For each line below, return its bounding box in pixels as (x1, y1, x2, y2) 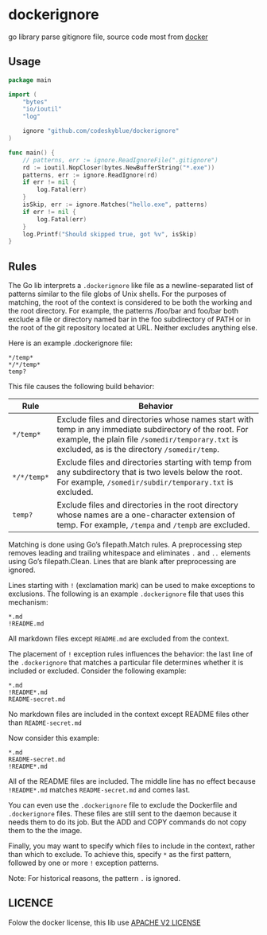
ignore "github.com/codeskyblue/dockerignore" (22, 127, 180, 135)
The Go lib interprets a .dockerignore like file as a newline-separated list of (8, 281, 253, 290)
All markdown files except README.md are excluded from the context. (8, 634, 230, 644)
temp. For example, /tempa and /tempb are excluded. (56, 520, 250, 531)
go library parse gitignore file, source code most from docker (8, 32, 208, 41)
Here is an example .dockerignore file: (8, 338, 133, 348)
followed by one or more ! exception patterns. (8, 858, 159, 868)
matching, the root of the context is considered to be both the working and (8, 298, 253, 307)
